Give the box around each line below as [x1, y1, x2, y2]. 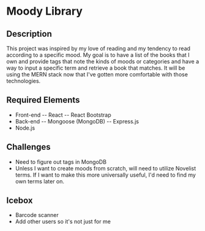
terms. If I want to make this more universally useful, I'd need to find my [15, 171, 196, 178]
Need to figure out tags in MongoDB [15, 158, 107, 166]
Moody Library [6, 4, 83, 18]
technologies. [6, 78, 41, 84]
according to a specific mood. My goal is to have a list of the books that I [6, 51, 190, 59]
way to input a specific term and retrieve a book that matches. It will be [6, 64, 185, 71]
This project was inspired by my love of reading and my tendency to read [6, 45, 191, 52]
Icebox [6, 196, 33, 206]
